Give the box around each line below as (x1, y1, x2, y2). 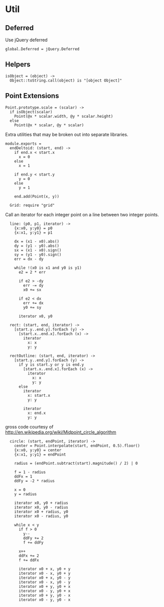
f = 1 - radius (14, 469, 46, 475)
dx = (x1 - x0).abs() (14, 239, 59, 244)
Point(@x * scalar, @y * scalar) (14, 122, 84, 128)
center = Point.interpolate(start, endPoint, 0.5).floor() (14, 443, 140, 448)
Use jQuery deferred (5, 37, 48, 43)
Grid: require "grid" (10, 203, 55, 208)
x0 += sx (23, 287, 42, 292)
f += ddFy (23, 540, 44, 545)
